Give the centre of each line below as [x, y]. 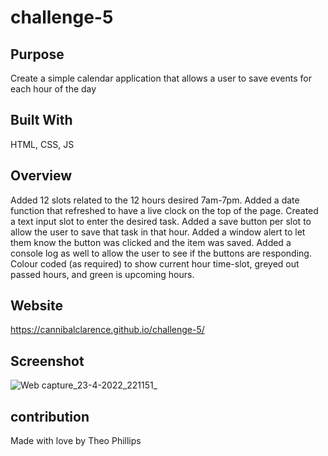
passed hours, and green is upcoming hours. [102, 274]
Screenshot [47, 361]
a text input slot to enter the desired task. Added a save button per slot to [161, 221]
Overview [41, 176]
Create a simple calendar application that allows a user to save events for [161, 78]
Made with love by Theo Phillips [76, 441]
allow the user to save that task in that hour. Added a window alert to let [158, 232]
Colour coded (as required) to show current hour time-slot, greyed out [155, 263]
